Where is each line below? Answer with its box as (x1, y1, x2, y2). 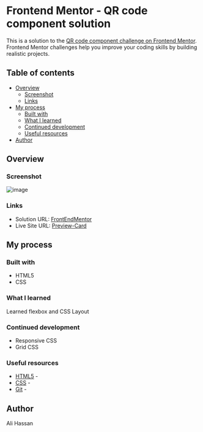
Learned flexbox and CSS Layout (6, 308, 89, 315)
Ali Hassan (6, 420, 34, 427)
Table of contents (6, 68, 75, 78)
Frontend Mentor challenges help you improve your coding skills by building (6, 44, 197, 51)
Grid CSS (15, 344, 39, 351)
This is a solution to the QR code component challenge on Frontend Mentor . (6, 37, 197, 44)
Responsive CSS (15, 337, 57, 344)
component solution (6, 17, 111, 31)
